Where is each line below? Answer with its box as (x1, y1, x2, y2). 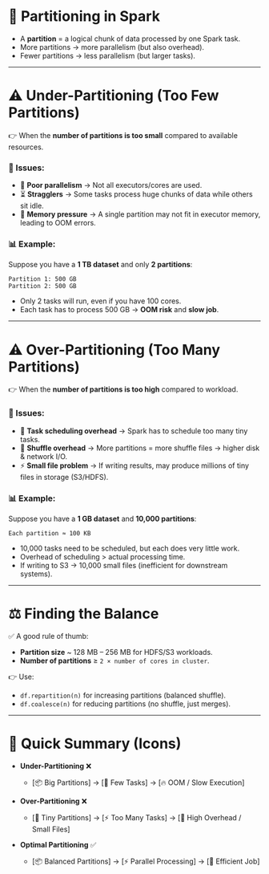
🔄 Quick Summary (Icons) (8, 734, 182, 753)
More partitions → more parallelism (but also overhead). (19, 42, 205, 51)
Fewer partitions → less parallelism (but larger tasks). (19, 51, 196, 60)
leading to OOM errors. (19, 218, 96, 228)
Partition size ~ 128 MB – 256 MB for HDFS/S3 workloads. (19, 647, 214, 657)
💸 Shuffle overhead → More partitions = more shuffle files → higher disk (19, 443, 260, 453)
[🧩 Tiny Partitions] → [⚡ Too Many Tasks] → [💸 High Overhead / (31, 812, 242, 822)
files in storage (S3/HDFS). (19, 472, 109, 482)
